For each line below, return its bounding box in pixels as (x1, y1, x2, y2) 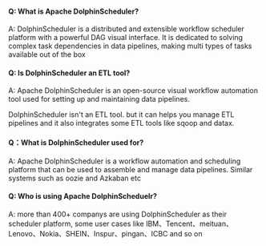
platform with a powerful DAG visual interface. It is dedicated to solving (8, 33, 243, 42)
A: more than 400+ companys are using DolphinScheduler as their (8, 209, 227, 219)
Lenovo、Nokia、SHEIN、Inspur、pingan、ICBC (8, 228, 168, 238)
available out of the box (8, 50, 86, 59)
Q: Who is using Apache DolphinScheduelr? (8, 192, 158, 201)
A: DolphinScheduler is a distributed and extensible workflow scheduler (8, 24, 244, 34)
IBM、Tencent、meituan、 (145, 219, 234, 228)
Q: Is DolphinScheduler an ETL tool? (8, 68, 131, 78)
